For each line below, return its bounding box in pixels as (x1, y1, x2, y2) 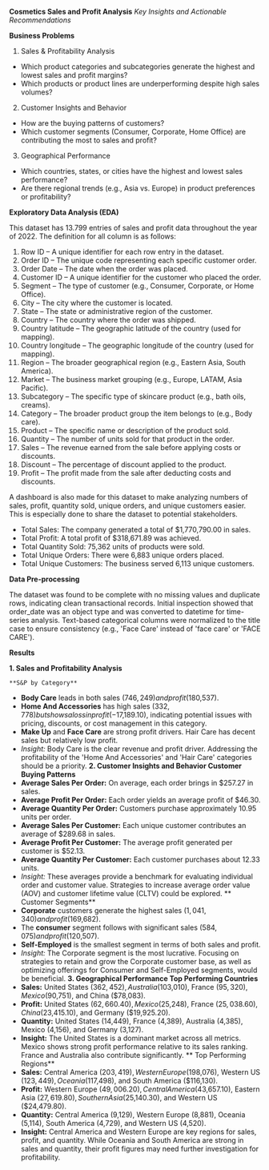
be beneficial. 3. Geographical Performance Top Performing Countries (20, 974, 259, 983)
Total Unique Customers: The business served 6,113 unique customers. (20, 559, 255, 568)
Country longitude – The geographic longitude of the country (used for (20, 340, 255, 350)
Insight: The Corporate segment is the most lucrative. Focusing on (20, 948, 239, 958)
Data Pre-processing (9, 574, 80, 584)
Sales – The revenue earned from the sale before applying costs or (20, 443, 242, 452)
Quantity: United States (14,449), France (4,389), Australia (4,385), (20, 1016, 243, 1026)
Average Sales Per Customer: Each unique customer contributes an (20, 821, 247, 830)
